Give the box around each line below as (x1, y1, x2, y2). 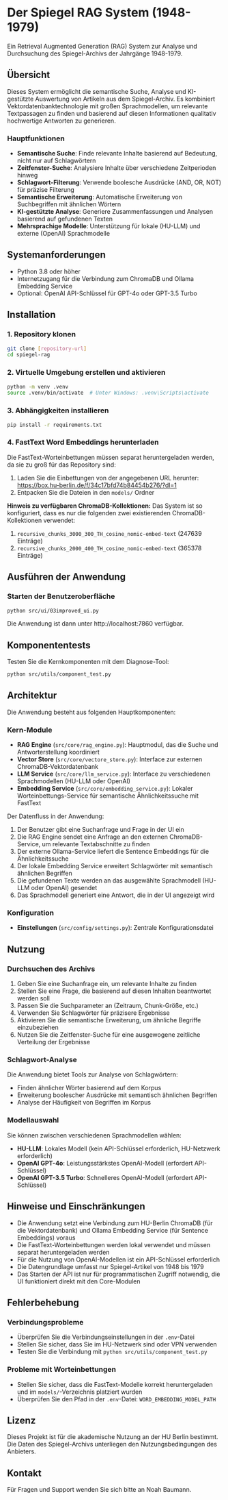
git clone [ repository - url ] (7, 345, 87, 352)
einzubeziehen (16, 1023, 59, 1032)
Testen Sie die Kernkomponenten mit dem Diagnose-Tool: (7, 658, 169, 666)
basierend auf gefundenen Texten (16, 214, 113, 223)
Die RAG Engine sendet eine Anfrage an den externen (16, 833, 169, 841)
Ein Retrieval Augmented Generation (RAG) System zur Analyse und (7, 42, 198, 50)
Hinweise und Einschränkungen (7, 1201, 145, 1212)
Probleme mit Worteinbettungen (7, 1365, 117, 1375)
